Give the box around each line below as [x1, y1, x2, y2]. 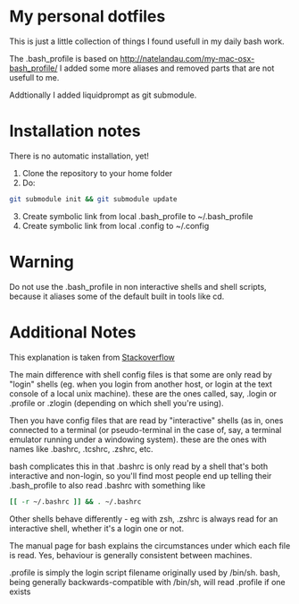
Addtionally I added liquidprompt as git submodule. [9, 89, 197, 100]
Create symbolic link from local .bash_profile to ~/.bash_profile [21, 210, 253, 221]
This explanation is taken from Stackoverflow [9, 352, 176, 362]
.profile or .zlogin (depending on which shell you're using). [9, 397, 225, 408]
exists [9, 586, 31, 597]
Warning [9, 251, 74, 272]
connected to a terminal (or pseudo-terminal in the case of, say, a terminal [9, 424, 282, 435]
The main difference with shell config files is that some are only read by [9, 369, 272, 379]
